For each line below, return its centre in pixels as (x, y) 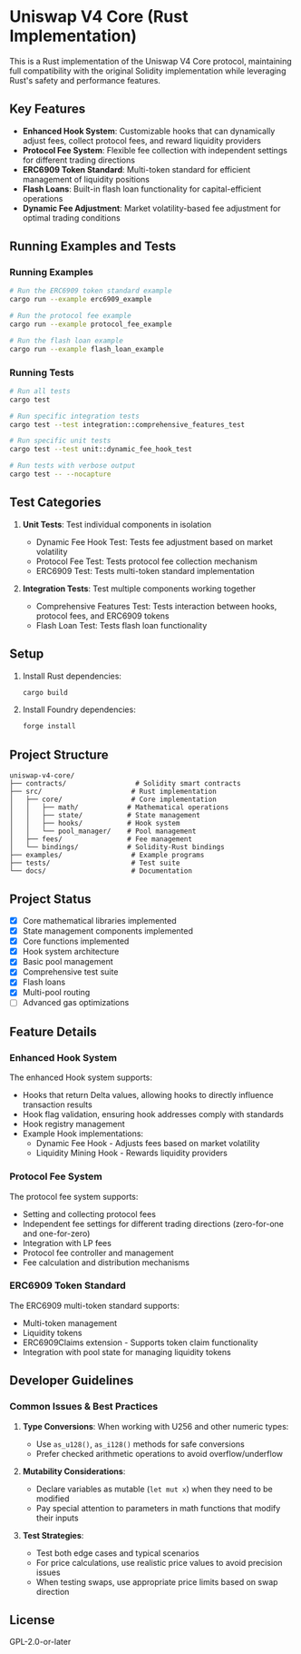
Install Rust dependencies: (72, 676)
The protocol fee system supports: (74, 1196)
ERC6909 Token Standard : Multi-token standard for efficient (136, 169)
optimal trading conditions (71, 218)
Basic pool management (68, 962)
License (32, 1620)
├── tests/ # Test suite (95, 863)
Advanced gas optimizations (76, 1003)
